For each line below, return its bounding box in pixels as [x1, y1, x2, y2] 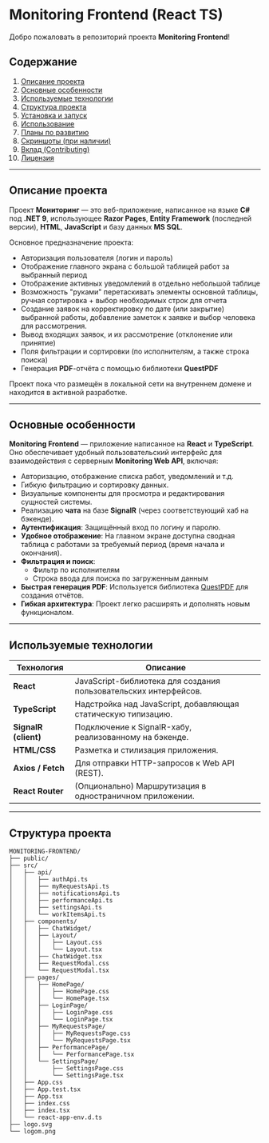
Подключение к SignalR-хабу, [74, 721, 192, 733]
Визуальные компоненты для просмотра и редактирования [20, 489, 225, 498]
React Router [13, 785, 64, 797]
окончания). [20, 548, 62, 558]
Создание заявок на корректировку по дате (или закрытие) [20, 304, 225, 314]
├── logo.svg [9, 1121, 53, 1129]
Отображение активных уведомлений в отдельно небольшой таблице [20, 278, 260, 288]
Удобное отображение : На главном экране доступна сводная [20, 531, 235, 541]
